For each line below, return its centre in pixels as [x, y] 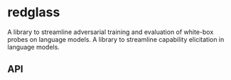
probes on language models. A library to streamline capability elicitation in [116, 39]
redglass [34, 12]
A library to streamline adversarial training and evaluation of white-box [111, 32]
